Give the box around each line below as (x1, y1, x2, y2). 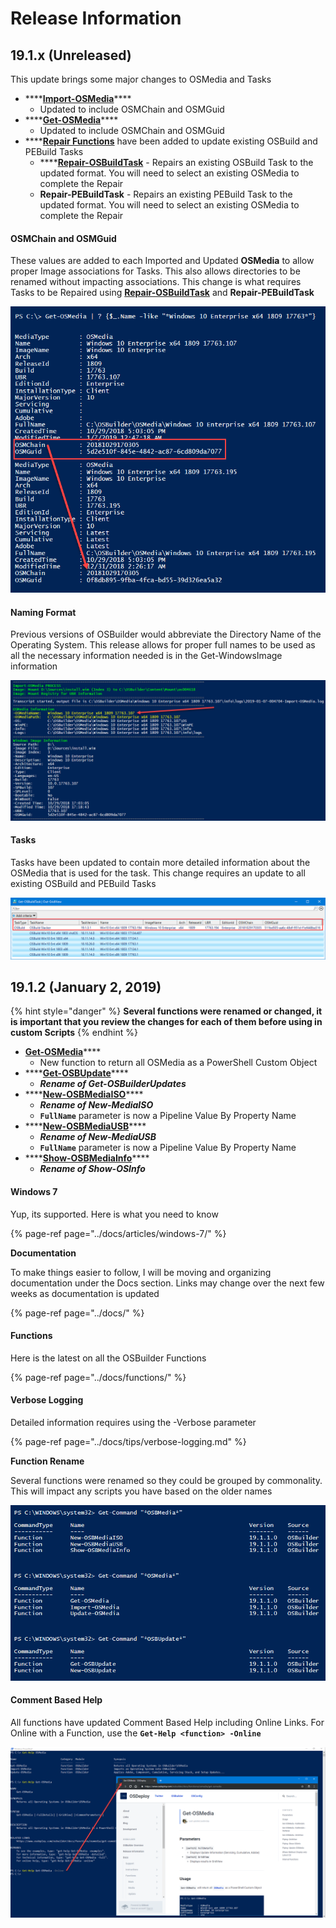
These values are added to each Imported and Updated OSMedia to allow (10, 255, 315, 267)
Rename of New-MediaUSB (39, 1131, 157, 1143)
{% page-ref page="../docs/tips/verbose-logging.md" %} (10, 1435, 247, 1447)
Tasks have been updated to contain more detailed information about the (10, 857, 311, 869)
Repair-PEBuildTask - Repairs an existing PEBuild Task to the (39, 188, 293, 200)
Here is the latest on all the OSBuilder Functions (10, 1352, 207, 1364)
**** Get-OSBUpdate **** (24, 1067, 129, 1079)
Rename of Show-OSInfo (39, 1163, 146, 1175)
